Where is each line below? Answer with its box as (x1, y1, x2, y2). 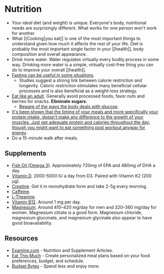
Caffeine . (11, 188, 30, 194)
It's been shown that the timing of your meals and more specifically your (11, 108, 158, 114)
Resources (4, 234, 38, 242)
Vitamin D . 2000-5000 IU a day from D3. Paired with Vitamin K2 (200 (11, 172, 152, 178)
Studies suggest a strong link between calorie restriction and (19, 77, 142, 83)
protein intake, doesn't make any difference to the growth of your (11, 114, 144, 120)
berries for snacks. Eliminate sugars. (11, 98, 88, 104)
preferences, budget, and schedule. (11, 258, 84, 264)
